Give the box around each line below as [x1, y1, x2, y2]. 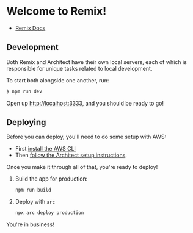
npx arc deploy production [15, 210, 84, 216]
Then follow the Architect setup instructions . [15, 151, 127, 159]
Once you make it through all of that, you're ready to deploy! [6, 163, 158, 171]
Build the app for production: [15, 175, 88, 182]
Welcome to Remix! [6, 4, 107, 18]
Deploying [6, 117, 46, 127]
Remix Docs [15, 24, 46, 32]
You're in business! [6, 221, 54, 228]
